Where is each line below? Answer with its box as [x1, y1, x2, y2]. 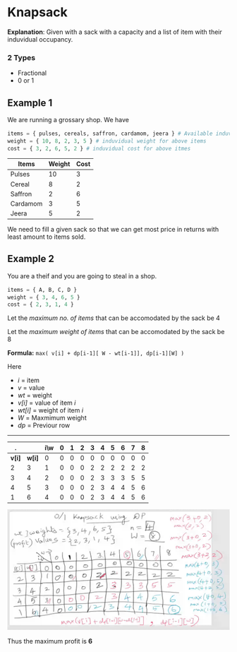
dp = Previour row [17, 421, 71, 429]
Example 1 [7, 97, 53, 109]
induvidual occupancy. [7, 35, 73, 43]
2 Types [7, 52, 36, 62]
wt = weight [17, 391, 53, 400]
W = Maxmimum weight [17, 414, 87, 422]
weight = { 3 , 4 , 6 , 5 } [7, 294, 80, 301]
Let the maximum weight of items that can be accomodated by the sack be [7, 328, 225, 336]
